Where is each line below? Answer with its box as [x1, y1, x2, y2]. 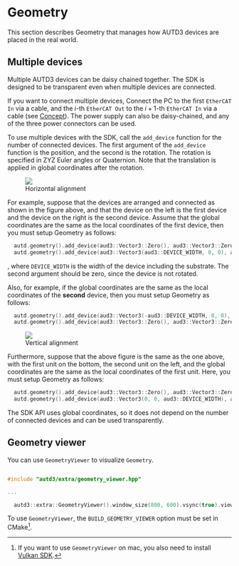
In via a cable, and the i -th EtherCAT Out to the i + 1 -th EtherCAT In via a [7, 104, 218, 113]
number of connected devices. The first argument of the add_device [7, 140, 206, 149]
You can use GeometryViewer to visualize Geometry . [7, 456, 154, 464]
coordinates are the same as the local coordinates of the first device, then [7, 220, 224, 229]
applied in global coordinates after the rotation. [7, 163, 145, 172]
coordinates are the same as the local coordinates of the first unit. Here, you [7, 368, 231, 376]
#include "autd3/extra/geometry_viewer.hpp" [7, 475, 142, 483]
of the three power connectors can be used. [7, 119, 137, 128]
